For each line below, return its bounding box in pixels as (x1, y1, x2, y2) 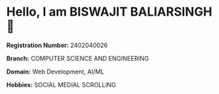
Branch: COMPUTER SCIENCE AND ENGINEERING (6, 54, 149, 62)
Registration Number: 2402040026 (6, 41, 108, 49)
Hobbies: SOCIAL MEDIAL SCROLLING (6, 80, 117, 89)
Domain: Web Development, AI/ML (6, 67, 104, 76)
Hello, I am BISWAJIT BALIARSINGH (6, 4, 213, 20)
